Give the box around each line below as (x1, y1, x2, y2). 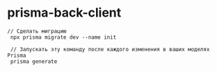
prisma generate (10, 57, 58, 65)
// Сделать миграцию (7, 28, 67, 35)
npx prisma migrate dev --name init (10, 33, 117, 41)
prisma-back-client (7, 5, 122, 21)
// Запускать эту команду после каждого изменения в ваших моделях (10, 46, 210, 53)
